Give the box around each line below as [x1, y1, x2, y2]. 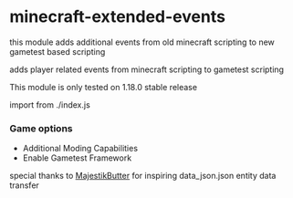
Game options [9, 121, 73, 134]
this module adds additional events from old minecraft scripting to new [9, 36, 276, 47]
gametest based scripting [9, 46, 106, 57]
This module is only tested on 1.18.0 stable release [9, 81, 198, 92]
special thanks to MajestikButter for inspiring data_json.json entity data [9, 171, 277, 182]
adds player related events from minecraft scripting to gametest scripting [9, 64, 285, 75]
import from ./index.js [9, 99, 91, 110]
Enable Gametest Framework [22, 152, 132, 163]
